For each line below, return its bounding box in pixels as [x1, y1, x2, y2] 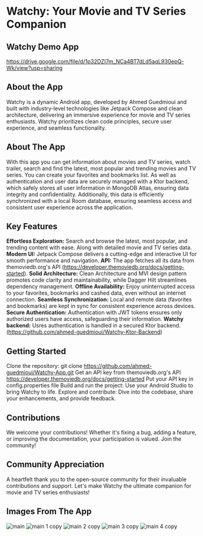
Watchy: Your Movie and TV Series [6, 4, 187, 18]
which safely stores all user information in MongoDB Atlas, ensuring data [6, 184, 189, 191]
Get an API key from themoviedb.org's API [75, 369, 181, 376]
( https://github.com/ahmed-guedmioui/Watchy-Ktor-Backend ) [6, 328, 163, 336]
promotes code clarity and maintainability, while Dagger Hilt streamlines [6, 276, 187, 284]
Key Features [6, 221, 58, 232]
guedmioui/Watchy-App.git [6, 369, 74, 376]
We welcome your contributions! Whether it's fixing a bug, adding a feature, [6, 429, 197, 436]
